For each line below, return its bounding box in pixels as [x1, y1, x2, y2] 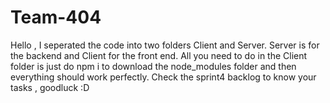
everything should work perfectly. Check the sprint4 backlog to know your [10, 71, 317, 83]
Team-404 [10, 6, 102, 29]
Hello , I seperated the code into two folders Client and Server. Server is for [10, 39, 320, 51]
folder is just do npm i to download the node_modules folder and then [10, 60, 297, 72]
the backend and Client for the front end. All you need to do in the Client [10, 49, 308, 61]
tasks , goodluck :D [10, 81, 90, 93]
